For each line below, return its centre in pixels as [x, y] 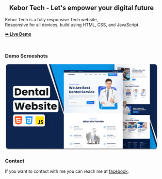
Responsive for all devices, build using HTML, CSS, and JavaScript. [72, 25]
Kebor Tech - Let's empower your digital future [81, 8]
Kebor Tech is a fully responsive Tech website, [52, 19]
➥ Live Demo [18, 34]
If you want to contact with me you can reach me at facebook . [67, 171]
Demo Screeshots [26, 56]
